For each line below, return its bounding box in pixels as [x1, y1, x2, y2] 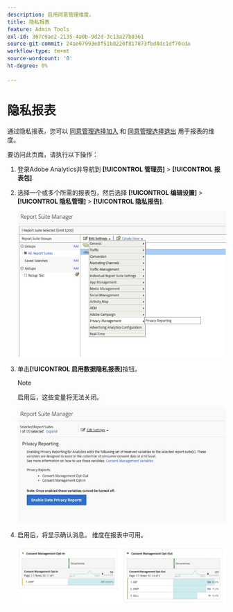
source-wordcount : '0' [7, 55, 73, 62]
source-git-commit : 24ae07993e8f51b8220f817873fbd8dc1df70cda [7, 40, 191, 48]
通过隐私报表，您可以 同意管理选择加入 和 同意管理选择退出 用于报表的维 [7, 127, 215, 135]
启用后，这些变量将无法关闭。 [17, 392, 103, 401]
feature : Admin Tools [7, 26, 70, 33]
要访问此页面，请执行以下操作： [7, 150, 98, 159]
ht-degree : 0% [7, 62, 49, 69]
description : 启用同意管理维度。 [7, 11, 95, 18]
